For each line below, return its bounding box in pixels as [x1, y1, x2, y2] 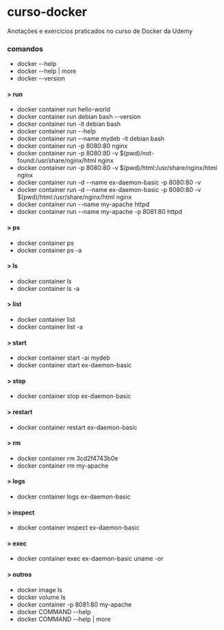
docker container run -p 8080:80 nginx [16, 142, 128, 150]
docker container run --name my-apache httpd [16, 200, 150, 208]
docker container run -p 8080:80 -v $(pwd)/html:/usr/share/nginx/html [16, 164, 218, 172]
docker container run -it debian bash [16, 120, 121, 128]
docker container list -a [16, 323, 84, 331]
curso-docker [7, 4, 88, 20]
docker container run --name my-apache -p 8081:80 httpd [16, 208, 183, 216]
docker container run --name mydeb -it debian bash [16, 135, 165, 143]
